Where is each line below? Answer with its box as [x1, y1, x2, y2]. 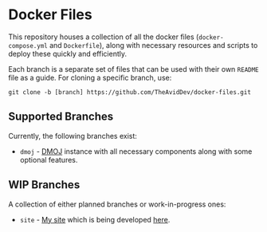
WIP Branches [8, 178, 80, 192]
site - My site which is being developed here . [19, 214, 171, 224]
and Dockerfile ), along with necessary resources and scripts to [49, 40, 258, 49]
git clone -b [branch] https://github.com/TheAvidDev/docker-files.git [8, 88, 251, 96]
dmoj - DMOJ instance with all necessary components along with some [19, 146, 253, 156]
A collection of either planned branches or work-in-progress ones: [8, 199, 226, 209]
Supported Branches [8, 110, 114, 124]
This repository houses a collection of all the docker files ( [8, 32, 199, 41]
